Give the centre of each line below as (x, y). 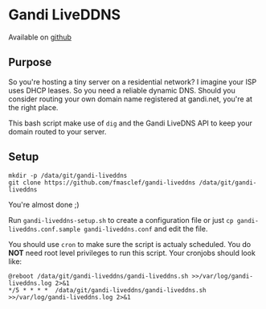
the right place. (33, 107)
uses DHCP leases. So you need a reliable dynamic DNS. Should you (122, 90)
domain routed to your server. (57, 131)
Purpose (30, 62)
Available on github (40, 37)
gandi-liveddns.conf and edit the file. (146, 229)
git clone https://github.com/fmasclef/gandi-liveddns (102, 183)
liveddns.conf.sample (45, 229)
